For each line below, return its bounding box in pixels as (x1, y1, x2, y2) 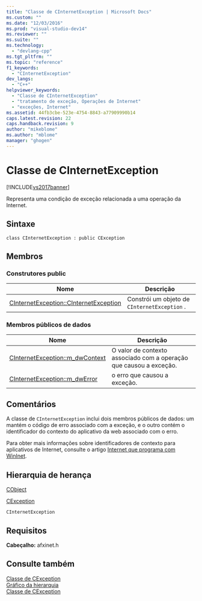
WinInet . (6, 452, 27, 459)
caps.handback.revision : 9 (6, 121, 74, 127)
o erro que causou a (111, 371, 168, 379)
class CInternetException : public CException (6, 235, 125, 241)
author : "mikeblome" (6, 126, 58, 132)
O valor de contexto (111, 346, 167, 355)
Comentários (6, 399, 57, 409)
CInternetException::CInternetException (9, 299, 121, 307)
